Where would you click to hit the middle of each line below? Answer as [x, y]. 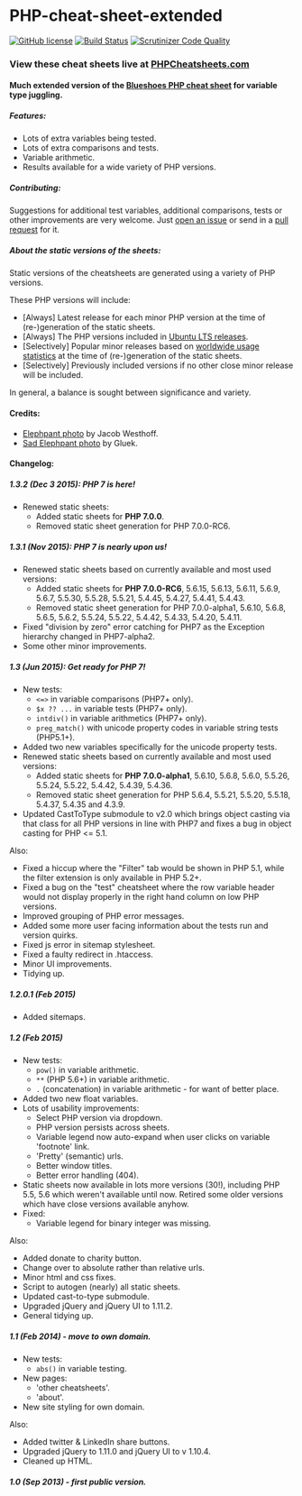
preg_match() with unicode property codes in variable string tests [157, 728]
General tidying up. [58, 1316]
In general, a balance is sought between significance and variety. [130, 392]
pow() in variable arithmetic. [87, 1070]
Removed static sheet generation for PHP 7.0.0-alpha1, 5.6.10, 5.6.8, [161, 608]
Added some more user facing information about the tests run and [145, 926]
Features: [28, 116]
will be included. [53, 375]
